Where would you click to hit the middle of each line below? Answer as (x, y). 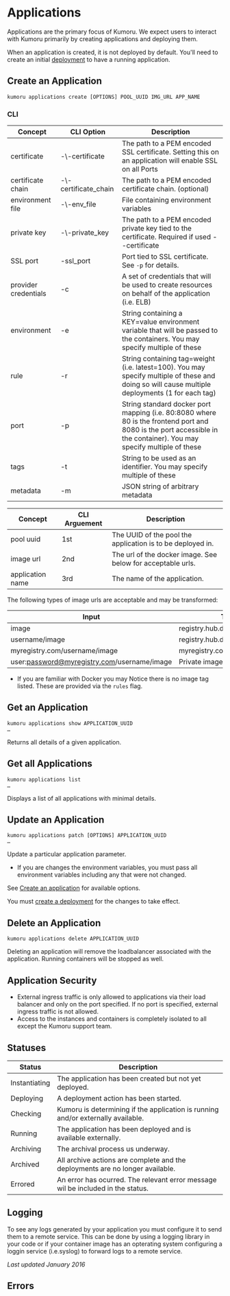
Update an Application (56, 820)
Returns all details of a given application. (64, 742)
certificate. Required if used (166, 237)
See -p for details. (151, 266)
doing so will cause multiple (166, 384)
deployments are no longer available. (116, 1168)
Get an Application (48, 708)
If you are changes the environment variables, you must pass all (107, 868)
